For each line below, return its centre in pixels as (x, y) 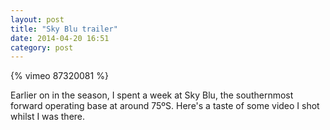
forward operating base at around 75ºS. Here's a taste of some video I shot (165, 106)
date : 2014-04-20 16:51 (60, 38)
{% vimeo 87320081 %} (59, 76)
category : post (42, 47)
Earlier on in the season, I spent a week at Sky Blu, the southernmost (152, 95)
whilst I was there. (48, 117)
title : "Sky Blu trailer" (64, 29)
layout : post (37, 19)
